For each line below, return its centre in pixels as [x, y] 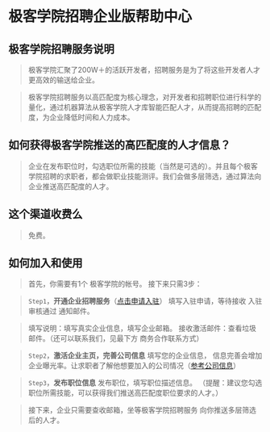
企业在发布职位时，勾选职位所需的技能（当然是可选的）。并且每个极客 [143, 166]
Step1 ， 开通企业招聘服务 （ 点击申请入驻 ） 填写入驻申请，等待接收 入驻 [145, 301]
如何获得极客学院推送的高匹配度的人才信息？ [120, 145]
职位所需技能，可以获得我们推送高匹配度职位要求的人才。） [125, 393]
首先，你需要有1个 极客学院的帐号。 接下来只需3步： [115, 284]
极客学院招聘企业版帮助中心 [100, 17]
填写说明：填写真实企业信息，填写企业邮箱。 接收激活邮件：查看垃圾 [142, 329]
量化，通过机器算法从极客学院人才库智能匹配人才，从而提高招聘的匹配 [145, 107]
